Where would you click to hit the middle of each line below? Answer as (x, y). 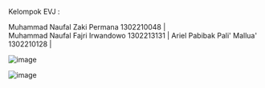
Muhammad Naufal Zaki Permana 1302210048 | (87, 27)
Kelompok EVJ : (34, 12)
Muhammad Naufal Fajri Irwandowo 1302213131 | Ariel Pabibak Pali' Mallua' (133, 36)
